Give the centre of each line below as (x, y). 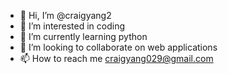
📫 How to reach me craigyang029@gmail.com (116, 58)
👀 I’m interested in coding (72, 26)
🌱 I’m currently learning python (83, 36)
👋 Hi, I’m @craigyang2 (65, 15)
